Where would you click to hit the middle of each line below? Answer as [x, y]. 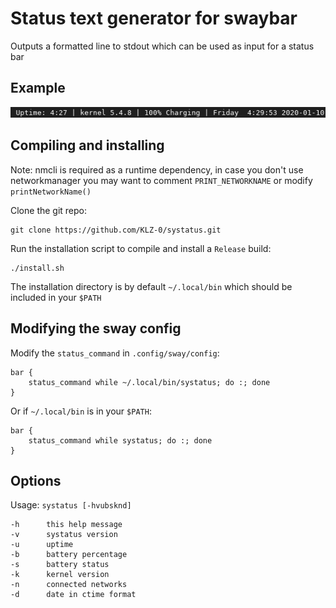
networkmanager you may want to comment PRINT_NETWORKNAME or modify [161, 180]
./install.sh [37, 268]
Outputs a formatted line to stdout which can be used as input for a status [162, 46]
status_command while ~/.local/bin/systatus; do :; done [149, 382]
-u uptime [42, 545]
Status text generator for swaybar [154, 18]
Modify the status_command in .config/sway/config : [115, 353]
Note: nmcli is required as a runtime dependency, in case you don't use [157, 169]
